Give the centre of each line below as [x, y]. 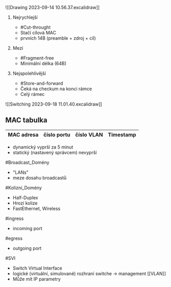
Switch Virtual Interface [37, 268]
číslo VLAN [89, 134]
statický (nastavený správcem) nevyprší [55, 152]
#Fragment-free [37, 58]
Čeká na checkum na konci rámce [56, 89]
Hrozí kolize [25, 203]
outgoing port [27, 248]
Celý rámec [32, 94]
